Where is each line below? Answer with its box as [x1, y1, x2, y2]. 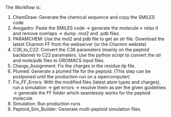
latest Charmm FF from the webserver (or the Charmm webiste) [12, 41, 147, 47]
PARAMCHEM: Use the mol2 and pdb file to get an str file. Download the [12, 36, 165, 42]
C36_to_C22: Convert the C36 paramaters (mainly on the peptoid [12, 47, 150, 52]
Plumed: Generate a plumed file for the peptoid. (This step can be [12, 68, 151, 74]
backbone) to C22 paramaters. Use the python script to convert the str [12, 52, 162, 58]
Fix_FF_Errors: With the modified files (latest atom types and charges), [12, 79, 161, 85]
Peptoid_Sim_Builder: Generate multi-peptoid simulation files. [12, 106, 142, 112]
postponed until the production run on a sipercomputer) [12, 74, 130, 79]
